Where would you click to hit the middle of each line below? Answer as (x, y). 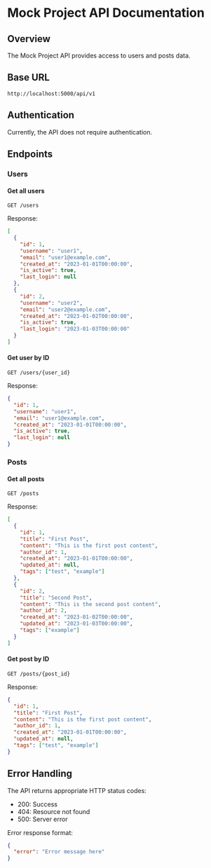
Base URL (29, 77)
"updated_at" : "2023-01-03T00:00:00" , (76, 624)
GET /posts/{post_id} (39, 674)
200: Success (38, 804)
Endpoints (30, 154)
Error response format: (40, 832)
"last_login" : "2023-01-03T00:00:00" (75, 329)
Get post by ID (28, 659)
